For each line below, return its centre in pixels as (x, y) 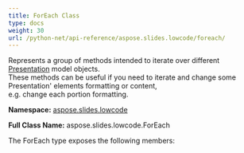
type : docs (26, 23)
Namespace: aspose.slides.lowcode (68, 110)
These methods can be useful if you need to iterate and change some (122, 77)
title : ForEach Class (44, 16)
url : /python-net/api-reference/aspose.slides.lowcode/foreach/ (117, 38)
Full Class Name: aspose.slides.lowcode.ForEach (89, 125)
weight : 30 (26, 30)
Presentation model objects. (54, 69)
